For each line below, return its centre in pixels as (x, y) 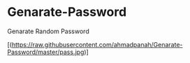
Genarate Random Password (48, 31)
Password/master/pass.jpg (46, 52)
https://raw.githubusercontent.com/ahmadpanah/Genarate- (97, 44)
